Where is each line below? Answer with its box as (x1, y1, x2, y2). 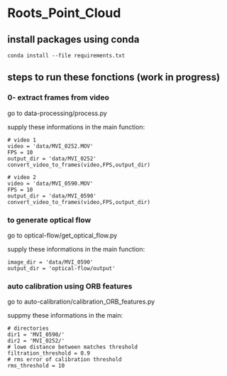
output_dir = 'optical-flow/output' (7, 264, 116, 272)
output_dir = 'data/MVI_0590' (7, 192, 97, 200)
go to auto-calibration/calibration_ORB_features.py (7, 297, 155, 306)
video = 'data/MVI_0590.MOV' (7, 180, 94, 187)
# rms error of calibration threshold (7, 356, 122, 363)
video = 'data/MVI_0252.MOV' (7, 142, 94, 150)
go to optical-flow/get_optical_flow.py (7, 231, 118, 240)
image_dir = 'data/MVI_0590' (7, 258, 94, 266)
